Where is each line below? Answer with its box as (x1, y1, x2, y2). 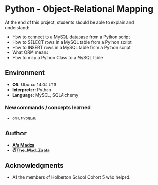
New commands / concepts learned (5, 104, 91, 111)
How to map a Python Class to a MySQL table (12, 54, 103, 60)
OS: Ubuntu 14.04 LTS (12, 82, 57, 87)
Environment (5, 69, 45, 77)
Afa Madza (12, 142, 35, 148)
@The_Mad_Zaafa (12, 147, 50, 153)
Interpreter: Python (12, 86, 52, 93)
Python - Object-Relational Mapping (5, 3, 154, 15)
